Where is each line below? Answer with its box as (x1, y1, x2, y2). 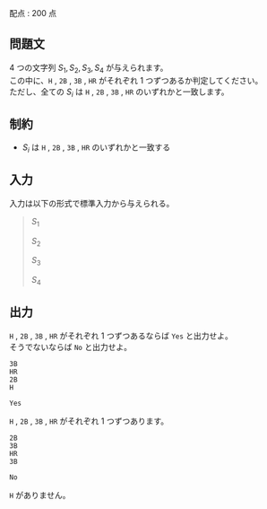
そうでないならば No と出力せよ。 (9, 341, 133, 352)
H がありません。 (9, 489, 71, 500)
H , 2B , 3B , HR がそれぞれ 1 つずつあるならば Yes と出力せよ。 (9, 330, 233, 341)
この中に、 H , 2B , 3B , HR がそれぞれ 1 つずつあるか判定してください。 (9, 75, 263, 85)
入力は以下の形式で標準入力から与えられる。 (9, 197, 175, 208)
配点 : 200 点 (9, 8, 57, 18)
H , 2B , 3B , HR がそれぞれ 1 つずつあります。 (9, 416, 169, 426)
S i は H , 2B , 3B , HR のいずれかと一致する (22, 142, 171, 155)
